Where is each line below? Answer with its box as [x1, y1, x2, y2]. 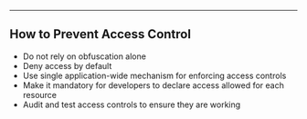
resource [22, 89, 58, 100]
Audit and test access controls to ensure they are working [22, 99, 241, 110]
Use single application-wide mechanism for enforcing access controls [22, 70, 287, 81]
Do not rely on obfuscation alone [22, 51, 146, 62]
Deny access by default [22, 60, 112, 71]
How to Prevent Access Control [9, 26, 192, 42]
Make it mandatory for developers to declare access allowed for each [22, 79, 285, 91]
